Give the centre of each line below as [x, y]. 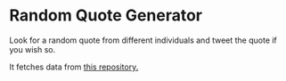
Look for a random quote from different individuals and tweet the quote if [143, 40]
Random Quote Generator [106, 16]
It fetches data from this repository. [74, 67]
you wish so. [33, 49]
